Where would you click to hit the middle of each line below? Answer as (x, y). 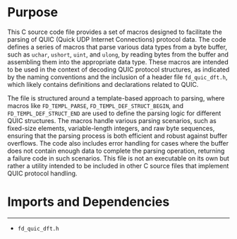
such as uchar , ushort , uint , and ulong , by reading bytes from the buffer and (118, 54)
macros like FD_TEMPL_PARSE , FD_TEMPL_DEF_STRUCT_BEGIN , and (96, 105)
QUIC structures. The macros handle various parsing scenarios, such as (112, 120)
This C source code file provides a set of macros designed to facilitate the (115, 32)
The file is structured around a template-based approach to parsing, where (116, 98)
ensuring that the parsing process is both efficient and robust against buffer (117, 136)
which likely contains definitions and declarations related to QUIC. (103, 84)
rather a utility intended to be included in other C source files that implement (118, 165)
